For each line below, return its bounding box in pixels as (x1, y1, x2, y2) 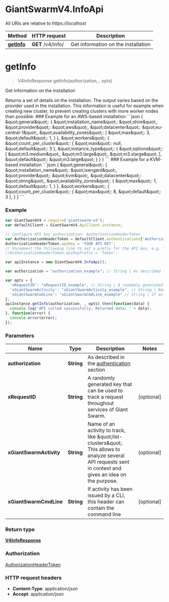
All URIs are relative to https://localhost (5, 20, 87, 26)
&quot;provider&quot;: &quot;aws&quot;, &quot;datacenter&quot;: (5, 124, 141, 130)
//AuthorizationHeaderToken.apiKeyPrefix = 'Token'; (5, 250, 118, 256)
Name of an (88, 421, 115, 428)
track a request (88, 393, 124, 400)
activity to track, (88, 427, 126, 434)
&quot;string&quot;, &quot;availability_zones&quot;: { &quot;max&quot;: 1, (5, 178, 157, 184)
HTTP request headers (5, 574, 62, 581)
